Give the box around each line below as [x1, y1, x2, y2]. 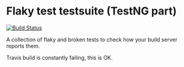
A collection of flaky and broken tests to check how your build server [6, 36, 178, 43]
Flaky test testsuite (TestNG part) [6, 4, 177, 18]
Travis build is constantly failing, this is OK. [6, 54, 113, 61]
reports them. [6, 42, 40, 49]
